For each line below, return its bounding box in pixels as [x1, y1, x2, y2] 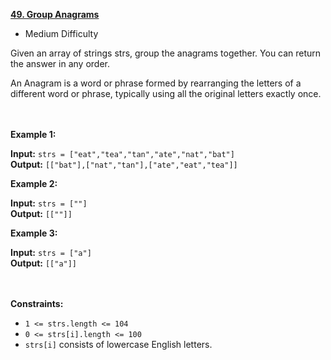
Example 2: [10, 178, 58, 189]
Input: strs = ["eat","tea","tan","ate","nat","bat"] [10, 148, 235, 159]
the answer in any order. [10, 58, 110, 69]
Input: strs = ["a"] [10, 247, 92, 258]
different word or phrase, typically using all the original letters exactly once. [10, 88, 322, 99]
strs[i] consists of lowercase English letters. [24, 339, 213, 350]
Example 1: [10, 129, 57, 140]
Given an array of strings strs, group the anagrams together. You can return [10, 47, 322, 59]
